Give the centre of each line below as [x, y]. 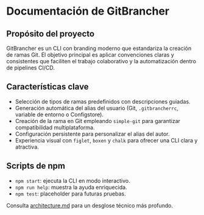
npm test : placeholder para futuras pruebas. [70, 194]
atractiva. [27, 147]
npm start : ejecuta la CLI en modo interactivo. [72, 180]
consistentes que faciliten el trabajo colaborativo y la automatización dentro [101, 61]
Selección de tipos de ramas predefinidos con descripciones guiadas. [103, 101]
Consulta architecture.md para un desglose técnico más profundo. [90, 205]
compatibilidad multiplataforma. [55, 127]
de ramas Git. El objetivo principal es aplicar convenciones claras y [90, 55]
